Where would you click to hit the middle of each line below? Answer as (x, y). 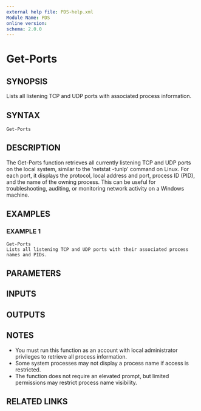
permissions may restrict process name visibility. (76, 382)
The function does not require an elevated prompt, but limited (92, 376)
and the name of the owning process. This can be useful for (81, 182)
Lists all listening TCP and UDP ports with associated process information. (99, 96)
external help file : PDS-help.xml (50, 12)
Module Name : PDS (28, 18)
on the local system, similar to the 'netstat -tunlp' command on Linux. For (98, 169)
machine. (18, 195)
